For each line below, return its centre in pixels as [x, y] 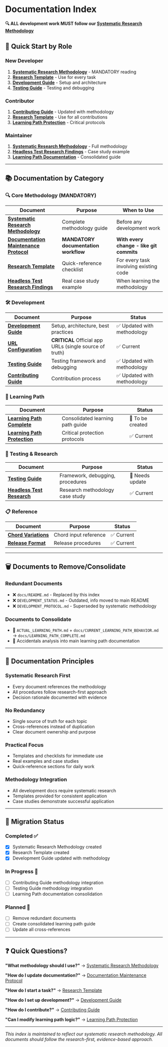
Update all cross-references [41, 929]
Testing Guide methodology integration [53, 888]
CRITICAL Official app [77, 340]
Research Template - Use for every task [54, 77]
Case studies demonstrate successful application [63, 801]
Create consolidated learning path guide [54, 924]
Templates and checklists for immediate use [58, 756]
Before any [129, 222]
